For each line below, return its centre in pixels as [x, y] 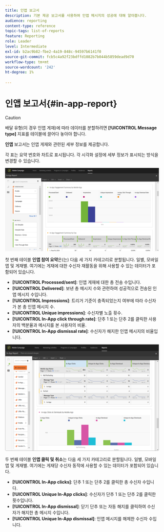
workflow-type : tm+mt [27, 62]
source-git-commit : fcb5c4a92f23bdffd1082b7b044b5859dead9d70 [70, 57]
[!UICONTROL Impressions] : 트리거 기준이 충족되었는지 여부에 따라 [78, 301]
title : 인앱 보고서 [22, 10]
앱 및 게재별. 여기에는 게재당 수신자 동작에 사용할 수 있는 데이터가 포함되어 [75, 465]
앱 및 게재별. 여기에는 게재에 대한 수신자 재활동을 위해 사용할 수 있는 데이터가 [78, 266]
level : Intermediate [26, 46]
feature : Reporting [25, 36]
